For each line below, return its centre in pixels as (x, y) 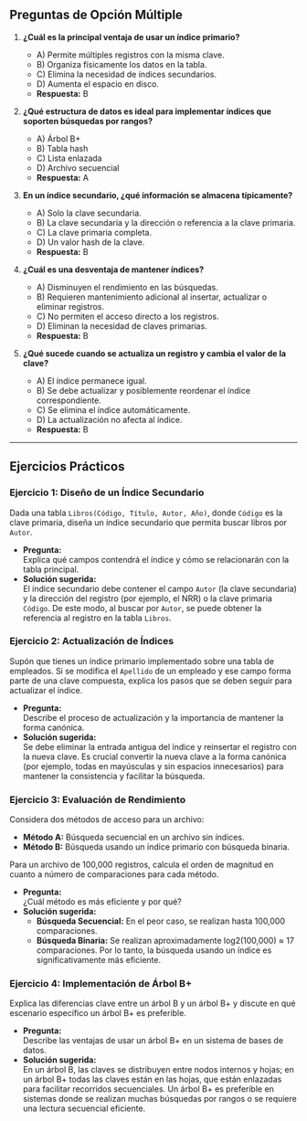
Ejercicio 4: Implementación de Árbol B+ (101, 984)
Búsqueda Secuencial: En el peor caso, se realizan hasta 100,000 (161, 921)
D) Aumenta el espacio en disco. (98, 84)
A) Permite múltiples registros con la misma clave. (131, 55)
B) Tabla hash (62, 148)
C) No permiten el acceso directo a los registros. (127, 316)
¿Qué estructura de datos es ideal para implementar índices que (147, 111)
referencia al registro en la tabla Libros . (97, 618)
